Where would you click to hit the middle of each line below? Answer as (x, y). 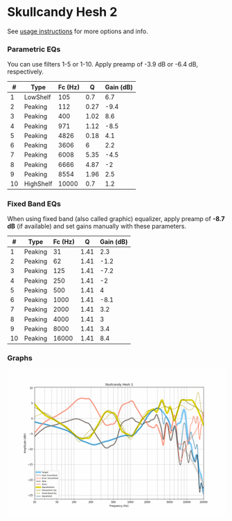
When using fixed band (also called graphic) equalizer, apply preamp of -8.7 (116, 219)
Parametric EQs (34, 49)
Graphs (20, 358)
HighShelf (38, 184)
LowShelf (37, 97)
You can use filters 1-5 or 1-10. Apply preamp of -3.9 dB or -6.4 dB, (103, 64)
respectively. (25, 72)
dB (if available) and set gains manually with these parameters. (97, 227)
